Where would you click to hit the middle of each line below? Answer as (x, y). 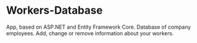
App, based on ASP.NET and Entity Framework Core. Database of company (98, 27)
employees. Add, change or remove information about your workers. (90, 33)
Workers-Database (54, 10)
